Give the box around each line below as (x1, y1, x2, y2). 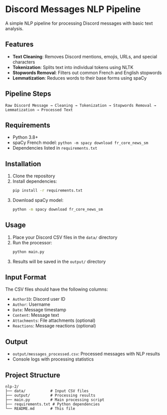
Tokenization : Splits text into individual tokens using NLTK (12, 64, 134, 70)
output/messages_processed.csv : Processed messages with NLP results (12, 351, 160, 357)
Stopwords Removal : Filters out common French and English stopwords (12, 70, 162, 76)
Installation (5, 160, 41, 168)
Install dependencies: (12, 178, 57, 184)
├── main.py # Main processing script (5, 397, 105, 402)
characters (12, 59, 35, 65)
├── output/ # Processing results (5, 393, 96, 398)
